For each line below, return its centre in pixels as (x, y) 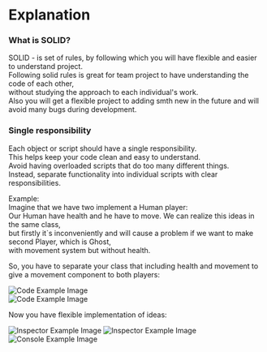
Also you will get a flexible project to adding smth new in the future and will (134, 101)
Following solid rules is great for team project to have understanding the (129, 75)
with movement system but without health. (80, 250)
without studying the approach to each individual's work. (103, 92)
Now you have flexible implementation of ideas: (88, 315)
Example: (24, 198)
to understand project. (46, 67)
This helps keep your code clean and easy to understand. (105, 157)
